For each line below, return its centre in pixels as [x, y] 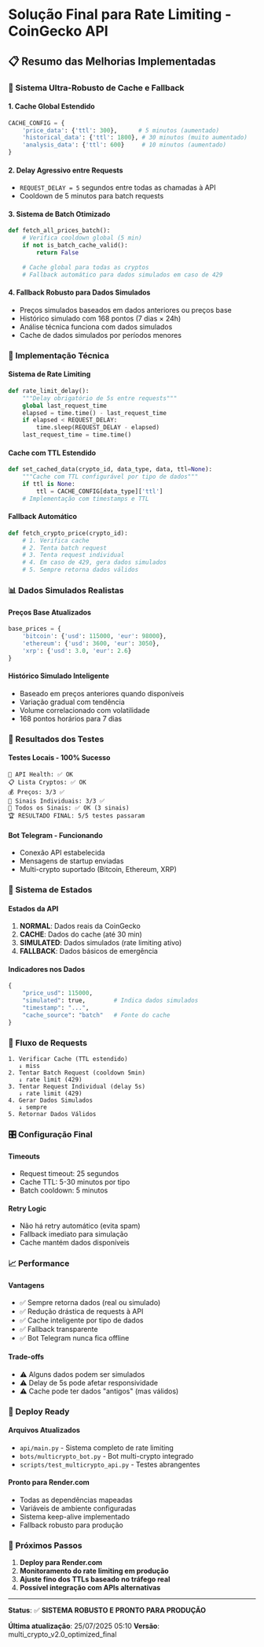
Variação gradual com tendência [72, 702]
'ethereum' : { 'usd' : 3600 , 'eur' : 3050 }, [91, 644]
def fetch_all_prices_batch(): [59, 231]
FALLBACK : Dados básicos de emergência [89, 951]
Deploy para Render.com [61, 1563]
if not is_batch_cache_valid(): [75, 246]
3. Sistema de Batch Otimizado [59, 213]
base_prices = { [35, 629]
